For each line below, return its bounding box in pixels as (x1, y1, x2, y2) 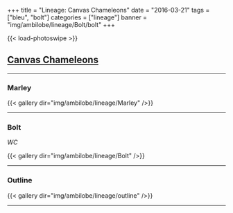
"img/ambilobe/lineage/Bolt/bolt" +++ (7, 21, 116, 28)
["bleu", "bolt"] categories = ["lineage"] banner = (7, 13, 148, 22)
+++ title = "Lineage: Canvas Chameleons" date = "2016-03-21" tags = (7, 6, 210, 14)
